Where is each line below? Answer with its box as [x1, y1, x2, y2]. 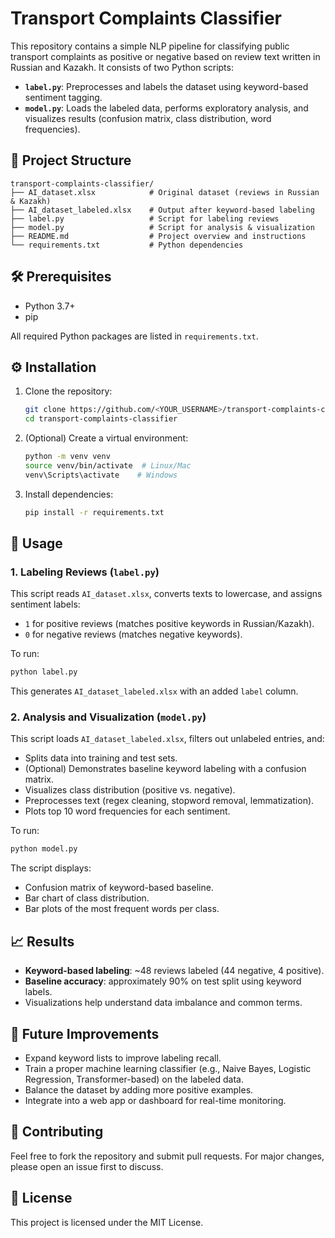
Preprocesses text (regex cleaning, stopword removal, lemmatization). [24, 795, 315, 807]
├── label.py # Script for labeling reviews [10, 213, 280, 224]
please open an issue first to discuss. [10, 1160, 164, 1172]
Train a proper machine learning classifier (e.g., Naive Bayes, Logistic [24, 1062, 312, 1074]
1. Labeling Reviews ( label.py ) [10, 565, 160, 579]
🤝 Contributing [10, 1123, 104, 1141]
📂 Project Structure [10, 152, 132, 169]
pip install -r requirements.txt [24, 507, 165, 517]
